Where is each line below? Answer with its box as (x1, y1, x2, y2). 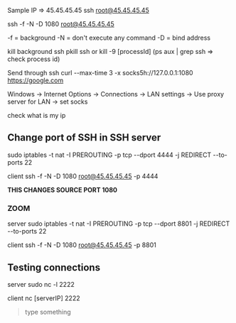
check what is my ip (7, 111, 66, 119)
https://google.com (7, 76, 64, 84)
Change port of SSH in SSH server (7, 131, 161, 144)
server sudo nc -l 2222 (7, 280, 75, 288)
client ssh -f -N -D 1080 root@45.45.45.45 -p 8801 (7, 241, 156, 249)
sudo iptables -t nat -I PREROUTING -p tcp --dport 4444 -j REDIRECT (7, 150, 212, 159)
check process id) (7, 55, 60, 63)
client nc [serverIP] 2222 (7, 294, 80, 302)
